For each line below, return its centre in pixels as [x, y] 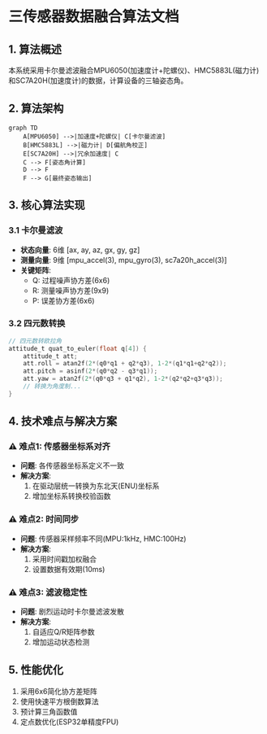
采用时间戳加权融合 [65, 559]
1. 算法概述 [35, 49]
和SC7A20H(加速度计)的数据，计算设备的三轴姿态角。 [98, 81]
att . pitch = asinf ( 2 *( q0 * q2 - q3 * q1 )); [90, 371]
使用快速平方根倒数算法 [59, 701]
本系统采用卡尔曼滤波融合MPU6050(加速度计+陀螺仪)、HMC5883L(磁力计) [134, 70]
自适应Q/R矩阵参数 [63, 632]
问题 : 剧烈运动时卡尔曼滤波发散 [72, 612]
